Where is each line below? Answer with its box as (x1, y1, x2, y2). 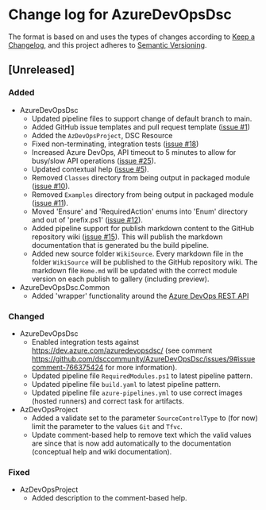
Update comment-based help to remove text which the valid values (31, 430, 252, 439)
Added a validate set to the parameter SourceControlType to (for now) (31, 413, 258, 423)
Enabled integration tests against (31, 337, 140, 346)
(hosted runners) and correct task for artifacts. (31, 396, 184, 406)
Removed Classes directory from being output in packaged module (31, 172, 250, 182)
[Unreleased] (8, 64, 75, 77)
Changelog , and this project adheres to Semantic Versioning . (8, 40, 207, 49)
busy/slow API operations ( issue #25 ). (31, 156, 156, 165)
